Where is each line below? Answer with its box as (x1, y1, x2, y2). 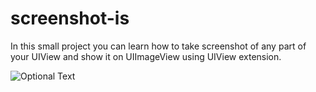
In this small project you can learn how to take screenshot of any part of (10, 40, 307, 52)
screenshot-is (10, 7, 130, 30)
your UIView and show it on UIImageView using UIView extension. (10, 50, 282, 62)
